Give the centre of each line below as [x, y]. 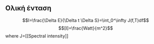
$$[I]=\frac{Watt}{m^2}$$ [86, 28]
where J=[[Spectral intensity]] [37, 36]
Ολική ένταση [29, 8]
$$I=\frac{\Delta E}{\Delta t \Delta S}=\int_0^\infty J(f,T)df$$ [86, 20]
